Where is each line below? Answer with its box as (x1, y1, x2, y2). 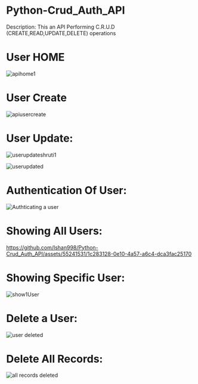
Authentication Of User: (6, 183, 127, 197)
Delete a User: (6, 311, 78, 325)
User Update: (6, 132, 73, 145)
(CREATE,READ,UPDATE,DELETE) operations (6, 29, 116, 36)
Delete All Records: (6, 352, 103, 366)
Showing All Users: (6, 224, 103, 238)
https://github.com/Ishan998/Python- (6, 243, 98, 251)
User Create (6, 91, 67, 105)
